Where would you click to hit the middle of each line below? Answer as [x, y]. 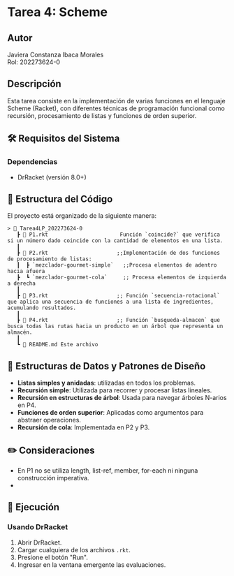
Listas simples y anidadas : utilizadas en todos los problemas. [107, 383]
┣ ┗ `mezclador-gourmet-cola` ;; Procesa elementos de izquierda [122, 278]
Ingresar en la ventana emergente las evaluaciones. [92, 564]
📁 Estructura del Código [60, 199]
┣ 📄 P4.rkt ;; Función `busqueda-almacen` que [118, 320]
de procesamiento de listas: [50, 259]
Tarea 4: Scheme [58, 12]
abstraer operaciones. [49, 420]
